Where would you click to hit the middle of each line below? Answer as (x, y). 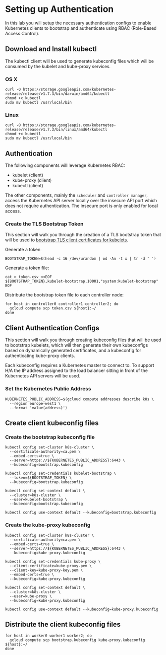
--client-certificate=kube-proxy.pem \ (51, 566)
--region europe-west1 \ (35, 403)
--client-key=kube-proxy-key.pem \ (46, 570)
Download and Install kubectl (51, 49)
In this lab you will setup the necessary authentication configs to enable (78, 23)
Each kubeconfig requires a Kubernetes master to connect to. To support (80, 365)
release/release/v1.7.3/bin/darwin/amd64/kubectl (57, 94)
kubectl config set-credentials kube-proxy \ (53, 561)
